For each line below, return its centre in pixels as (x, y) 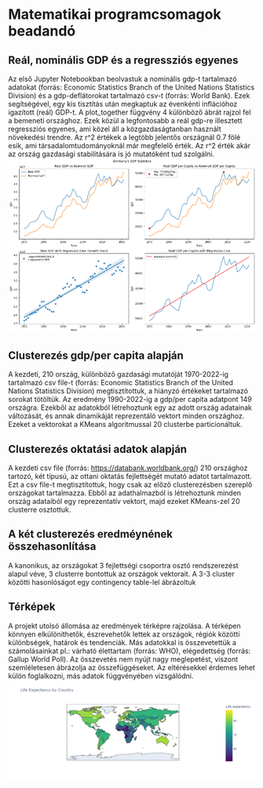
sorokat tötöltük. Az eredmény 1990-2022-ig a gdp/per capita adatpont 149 (130, 399)
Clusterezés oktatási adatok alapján (97, 449)
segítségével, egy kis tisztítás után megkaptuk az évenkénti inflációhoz (123, 104)
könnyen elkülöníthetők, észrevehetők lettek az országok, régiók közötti (124, 634)
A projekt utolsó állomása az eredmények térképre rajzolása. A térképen (124, 626)
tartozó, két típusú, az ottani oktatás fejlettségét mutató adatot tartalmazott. (130, 476)
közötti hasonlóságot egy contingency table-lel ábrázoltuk (102, 582)
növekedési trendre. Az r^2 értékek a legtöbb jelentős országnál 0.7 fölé (124, 137)
